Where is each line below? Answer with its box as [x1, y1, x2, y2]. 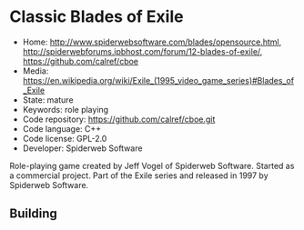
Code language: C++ [22, 123, 102, 134]
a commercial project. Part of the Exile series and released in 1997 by [9, 170, 269, 181]
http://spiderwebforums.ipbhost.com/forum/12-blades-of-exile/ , [22, 45, 263, 56]
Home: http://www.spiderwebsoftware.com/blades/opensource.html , [22, 36, 282, 47]
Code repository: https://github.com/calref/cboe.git [22, 114, 216, 125]
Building [9, 206, 57, 222]
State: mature [22, 94, 75, 105]
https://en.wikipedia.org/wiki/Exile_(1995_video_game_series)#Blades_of [22, 75, 294, 85]
